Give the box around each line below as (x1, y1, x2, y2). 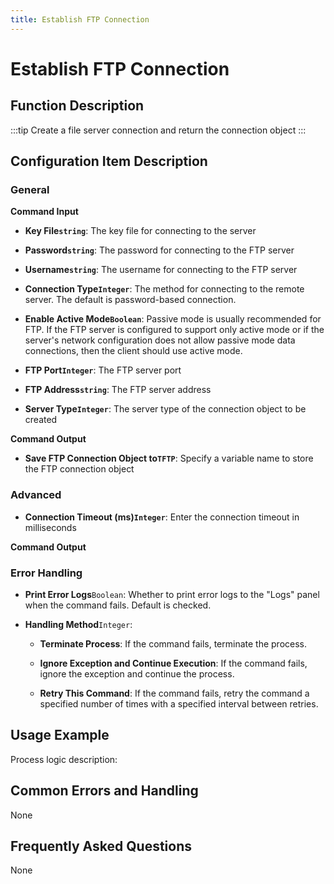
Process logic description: (10, 753, 118, 765)
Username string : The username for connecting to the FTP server (24, 264, 298, 276)
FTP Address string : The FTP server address (24, 384, 212, 396)
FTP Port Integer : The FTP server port (24, 364, 182, 376)
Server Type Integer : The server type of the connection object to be (24, 403, 307, 415)
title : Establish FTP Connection (10, 14, 150, 25)
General (10, 182, 50, 196)
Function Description (10, 97, 145, 115)
